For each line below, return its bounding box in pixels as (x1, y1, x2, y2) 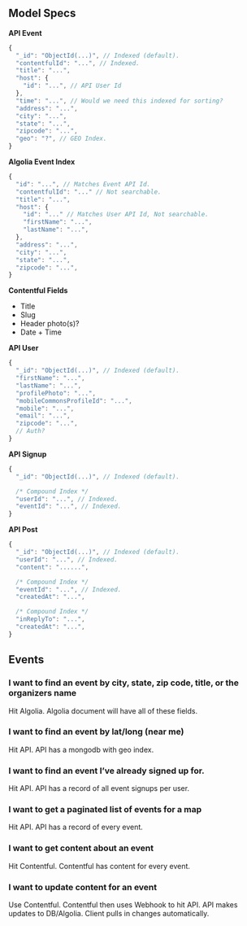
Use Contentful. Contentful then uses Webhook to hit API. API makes (8, 899, 238, 910)
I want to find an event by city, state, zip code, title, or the (8, 677, 240, 688)
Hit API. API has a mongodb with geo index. (8, 745, 154, 754)
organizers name (8, 688, 77, 699)
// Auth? (15, 427, 45, 435)
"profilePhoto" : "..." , (15, 389, 96, 397)
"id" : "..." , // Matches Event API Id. (15, 180, 151, 188)
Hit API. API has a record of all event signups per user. (8, 784, 189, 793)
